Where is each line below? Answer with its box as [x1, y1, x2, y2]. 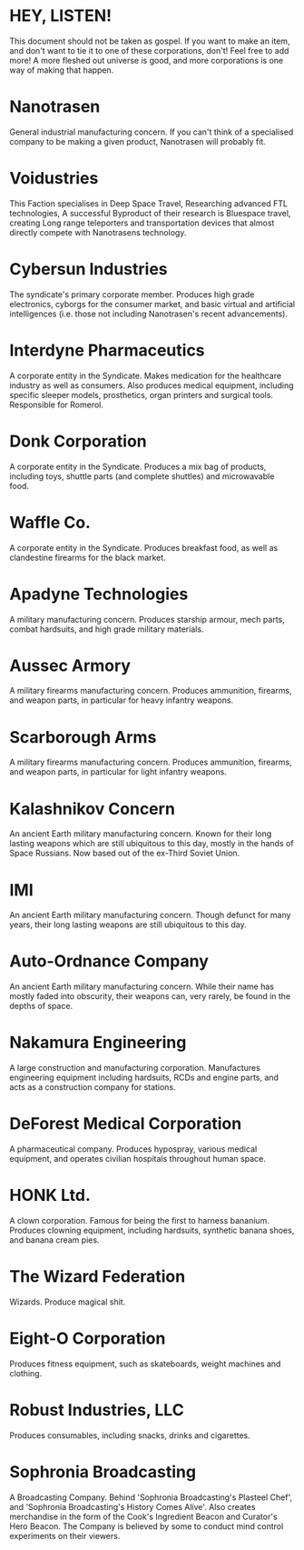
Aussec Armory [9, 655, 132, 675]
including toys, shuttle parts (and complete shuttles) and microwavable [9, 470, 275, 482]
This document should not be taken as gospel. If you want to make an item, [9, 35, 290, 46]
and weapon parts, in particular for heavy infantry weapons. [9, 695, 234, 705]
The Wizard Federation [9, 1266, 186, 1287]
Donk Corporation [9, 431, 147, 451]
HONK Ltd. [9, 1185, 91, 1205]
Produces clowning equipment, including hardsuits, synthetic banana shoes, [9, 1225, 295, 1235]
